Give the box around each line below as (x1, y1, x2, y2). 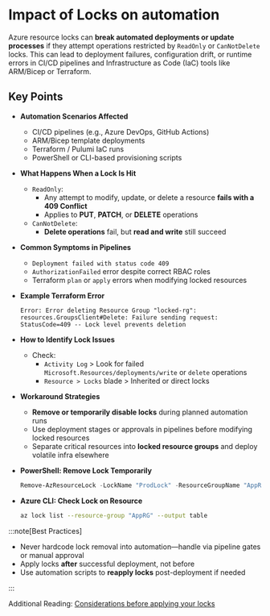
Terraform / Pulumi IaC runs (31, 144, 125, 154)
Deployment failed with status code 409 (31, 260, 170, 268)
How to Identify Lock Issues (19, 335, 115, 344)
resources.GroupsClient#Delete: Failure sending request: (19, 313, 219, 322)
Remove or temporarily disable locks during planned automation (31, 407, 248, 417)
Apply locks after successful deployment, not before (19, 559, 195, 568)
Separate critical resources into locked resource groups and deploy (31, 441, 258, 451)
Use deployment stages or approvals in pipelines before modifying (31, 424, 253, 434)
